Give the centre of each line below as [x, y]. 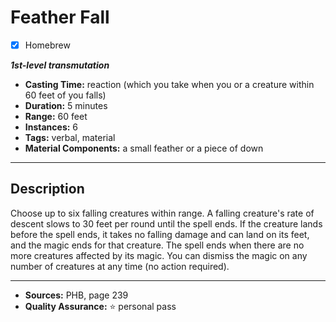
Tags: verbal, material [70, 137]
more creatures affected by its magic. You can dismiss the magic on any [159, 255]
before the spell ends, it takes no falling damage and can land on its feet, [160, 234]
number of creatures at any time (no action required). [120, 266]
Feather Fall [60, 17]
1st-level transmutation [60, 65]
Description [47, 189]
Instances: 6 [51, 127]
